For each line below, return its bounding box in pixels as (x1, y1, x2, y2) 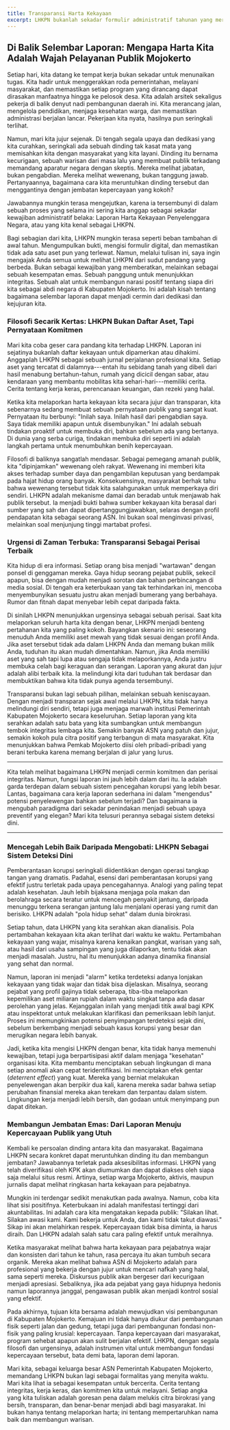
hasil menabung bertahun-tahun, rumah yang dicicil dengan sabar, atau (7, 370, 209, 378)
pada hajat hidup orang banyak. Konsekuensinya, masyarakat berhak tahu (7, 477, 216, 485)
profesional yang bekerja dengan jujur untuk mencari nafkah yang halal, (7, 1265, 209, 1273)
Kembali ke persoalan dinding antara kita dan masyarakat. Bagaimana (7, 1144, 203, 1152)
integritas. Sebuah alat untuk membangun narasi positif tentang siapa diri (7, 278, 214, 286)
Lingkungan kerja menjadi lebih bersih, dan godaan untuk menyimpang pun (7, 1095, 220, 1103)
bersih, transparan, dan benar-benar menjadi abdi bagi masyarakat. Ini (7, 1401, 206, 1409)
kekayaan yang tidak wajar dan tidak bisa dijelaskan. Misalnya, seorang (7, 980, 208, 988)
